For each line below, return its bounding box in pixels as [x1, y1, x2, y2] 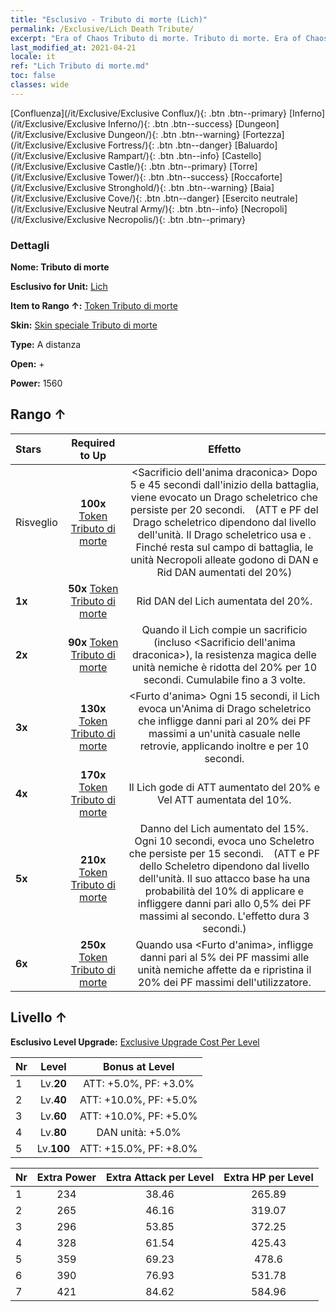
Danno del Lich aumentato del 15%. [139, 821, 309, 835]
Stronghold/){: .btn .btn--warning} [108, 181, 248, 193]
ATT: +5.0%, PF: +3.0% [83, 1076, 195, 1090]
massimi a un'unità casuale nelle [148, 726, 301, 740]
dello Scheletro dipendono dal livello [139, 859, 310, 873]
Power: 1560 [10, 377, 63, 390]
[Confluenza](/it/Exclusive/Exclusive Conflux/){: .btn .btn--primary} [10, 107, 288, 119]
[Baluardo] [234, 139, 278, 151]
